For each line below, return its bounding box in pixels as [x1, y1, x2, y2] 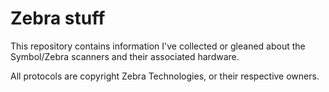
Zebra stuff [10, 7, 106, 30]
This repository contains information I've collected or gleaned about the [10, 40, 306, 52]
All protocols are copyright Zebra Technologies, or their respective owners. [10, 70, 320, 82]
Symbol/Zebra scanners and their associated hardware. [10, 50, 240, 62]
